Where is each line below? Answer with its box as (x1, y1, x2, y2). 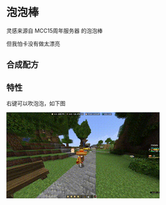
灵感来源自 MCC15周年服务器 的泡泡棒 (6, 27, 103, 34)
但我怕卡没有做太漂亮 (6, 40, 60, 47)
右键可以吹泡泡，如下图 (6, 100, 66, 107)
